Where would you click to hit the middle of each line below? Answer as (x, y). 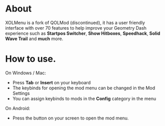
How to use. (31, 59)
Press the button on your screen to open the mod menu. (71, 118)
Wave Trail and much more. (34, 39)
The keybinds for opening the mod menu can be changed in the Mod (84, 88)
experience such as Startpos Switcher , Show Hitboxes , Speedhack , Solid (83, 33)
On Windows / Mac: (26, 73)
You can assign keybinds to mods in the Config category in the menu (84, 98)
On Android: (18, 108)
